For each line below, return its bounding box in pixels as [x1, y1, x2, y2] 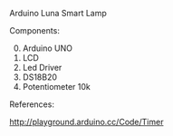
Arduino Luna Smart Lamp [9, 8, 107, 18]
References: [9, 99, 54, 110]
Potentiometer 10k [22, 82, 91, 92]
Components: [9, 25, 61, 35]
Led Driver [22, 63, 62, 73]
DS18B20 [22, 72, 57, 83]
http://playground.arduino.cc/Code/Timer [9, 117, 164, 127]
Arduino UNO [22, 43, 73, 53]
